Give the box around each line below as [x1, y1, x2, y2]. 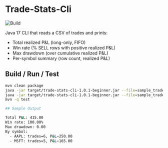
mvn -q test [5, 97, 30, 102]
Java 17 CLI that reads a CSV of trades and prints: [5, 29, 108, 35]
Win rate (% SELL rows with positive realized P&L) [12, 44, 116, 50]
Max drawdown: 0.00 [5, 124, 46, 129]
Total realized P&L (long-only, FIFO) [12, 39, 86, 45]
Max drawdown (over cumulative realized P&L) [12, 50, 108, 56]
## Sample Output [5, 106, 41, 111]
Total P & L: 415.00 [5, 115, 43, 120]
